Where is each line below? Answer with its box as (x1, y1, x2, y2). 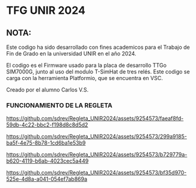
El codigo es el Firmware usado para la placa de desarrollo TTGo (6, 61, 167, 69)
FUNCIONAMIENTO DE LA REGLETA (6, 101, 112, 109)
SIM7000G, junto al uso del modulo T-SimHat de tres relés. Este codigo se (6, 68, 191, 75)
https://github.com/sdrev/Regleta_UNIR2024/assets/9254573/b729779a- (6, 151, 188, 158)
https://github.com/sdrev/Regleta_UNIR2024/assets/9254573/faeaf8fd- (6, 115, 184, 122)
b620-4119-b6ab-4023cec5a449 (6, 157, 89, 164)
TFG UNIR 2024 (6, 4, 86, 17)
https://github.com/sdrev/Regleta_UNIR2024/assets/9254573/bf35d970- (6, 169, 187, 177)
